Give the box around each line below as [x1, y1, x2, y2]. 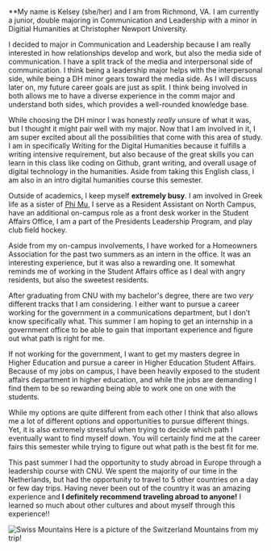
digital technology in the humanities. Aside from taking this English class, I [8, 167, 255, 176]
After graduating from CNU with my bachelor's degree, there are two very [8, 290, 254, 300]
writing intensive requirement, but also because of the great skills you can [8, 149, 254, 159]
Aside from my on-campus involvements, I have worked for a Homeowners [8, 241, 258, 250]
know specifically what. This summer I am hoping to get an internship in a [8, 316, 253, 326]
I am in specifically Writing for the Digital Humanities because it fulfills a [8, 141, 247, 150]
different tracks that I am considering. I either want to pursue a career [8, 299, 240, 309]
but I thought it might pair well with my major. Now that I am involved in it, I [8, 124, 256, 133]
